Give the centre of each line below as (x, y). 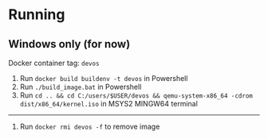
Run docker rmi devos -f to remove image (90, 126)
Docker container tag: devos (54, 63)
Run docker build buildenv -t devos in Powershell (104, 78)
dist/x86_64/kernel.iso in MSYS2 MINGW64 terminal (108, 104)
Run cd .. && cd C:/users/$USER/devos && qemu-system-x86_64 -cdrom (136, 95)
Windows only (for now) (69, 44)
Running (37, 15)
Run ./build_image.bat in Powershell (81, 87)
